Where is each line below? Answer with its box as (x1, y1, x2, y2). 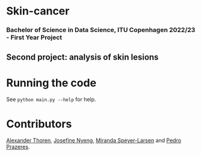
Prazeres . (6, 143, 30, 151)
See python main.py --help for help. (6, 96, 96, 103)
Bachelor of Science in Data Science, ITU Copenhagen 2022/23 (6, 26, 196, 34)
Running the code (6, 76, 97, 90)
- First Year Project (6, 33, 63, 42)
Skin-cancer (6, 4, 70, 18)
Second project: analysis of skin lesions (6, 52, 159, 62)
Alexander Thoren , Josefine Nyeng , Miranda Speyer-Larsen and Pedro (6, 137, 182, 144)
